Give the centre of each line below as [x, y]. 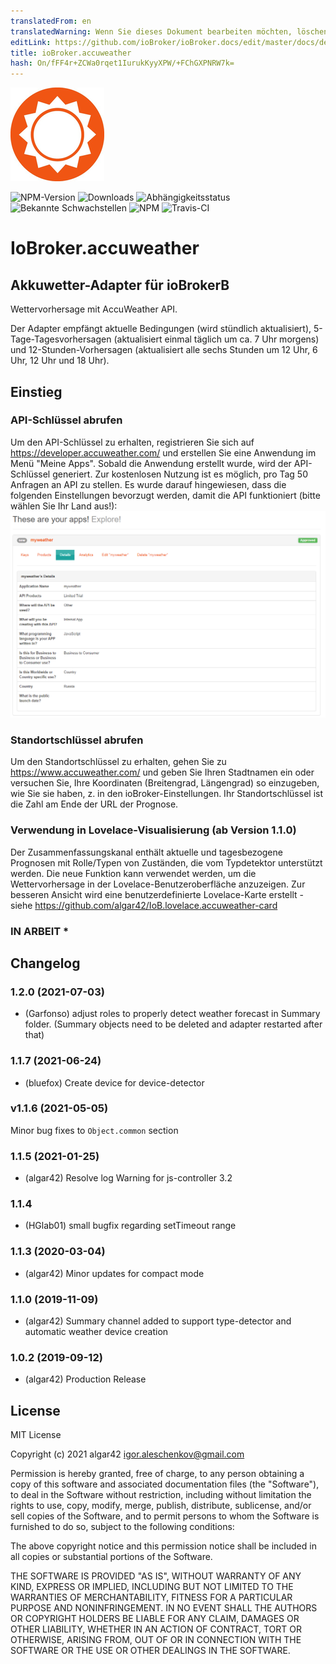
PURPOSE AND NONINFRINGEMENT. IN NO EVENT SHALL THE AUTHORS [164, 1608]
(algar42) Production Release [85, 1379]
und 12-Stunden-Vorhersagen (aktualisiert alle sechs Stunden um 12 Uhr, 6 [164, 350]
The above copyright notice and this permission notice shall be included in [163, 1546]
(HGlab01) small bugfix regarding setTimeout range [130, 1226]
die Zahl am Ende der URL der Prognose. [94, 804]
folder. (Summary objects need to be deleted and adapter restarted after [173, 1024]
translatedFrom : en [51, 21]
